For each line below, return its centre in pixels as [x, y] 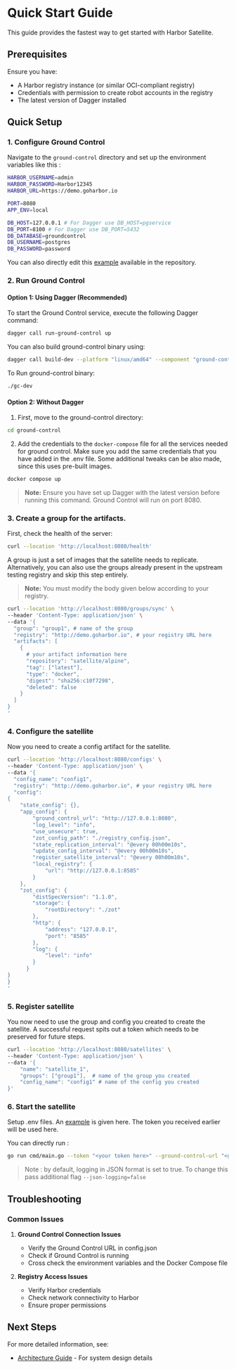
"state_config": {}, [50, 805]
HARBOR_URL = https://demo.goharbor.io [63, 191]
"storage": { [52, 904]
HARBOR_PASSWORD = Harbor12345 [50, 184]
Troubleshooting [45, 1199]
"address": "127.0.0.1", [81, 930]
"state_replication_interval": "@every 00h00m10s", [110, 844]
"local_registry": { [63, 864]
